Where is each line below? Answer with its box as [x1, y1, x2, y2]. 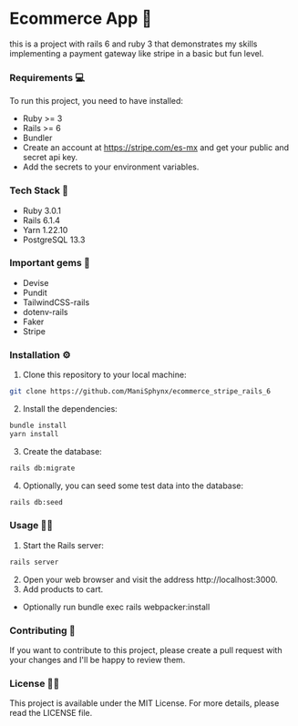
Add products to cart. [22, 583, 104, 595]
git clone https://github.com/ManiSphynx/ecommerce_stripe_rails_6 [9, 387, 272, 396]
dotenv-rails [22, 306, 68, 317]
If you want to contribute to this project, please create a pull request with [9, 644, 283, 655]
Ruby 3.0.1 [22, 205, 62, 216]
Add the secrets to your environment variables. [22, 161, 200, 172]
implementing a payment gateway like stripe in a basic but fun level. [9, 47, 264, 58]
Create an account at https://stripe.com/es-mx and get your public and [22, 142, 290, 153]
